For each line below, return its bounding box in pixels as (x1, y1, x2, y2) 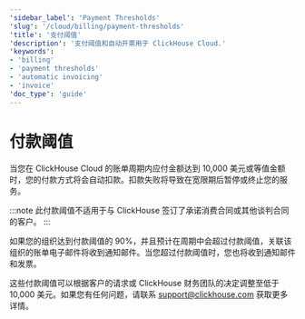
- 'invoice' (9, 81, 54, 90)
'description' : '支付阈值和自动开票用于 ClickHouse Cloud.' (9, 38, 227, 48)
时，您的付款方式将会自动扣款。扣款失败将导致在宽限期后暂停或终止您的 (9, 174, 280, 185)
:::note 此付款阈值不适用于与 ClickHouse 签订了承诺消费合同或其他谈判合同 (9, 205, 290, 216)
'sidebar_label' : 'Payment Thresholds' (9, 13, 161, 23)
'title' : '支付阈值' (9, 30, 82, 39)
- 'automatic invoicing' (9, 73, 103, 82)
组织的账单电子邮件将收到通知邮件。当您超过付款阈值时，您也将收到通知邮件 (9, 247, 296, 258)
